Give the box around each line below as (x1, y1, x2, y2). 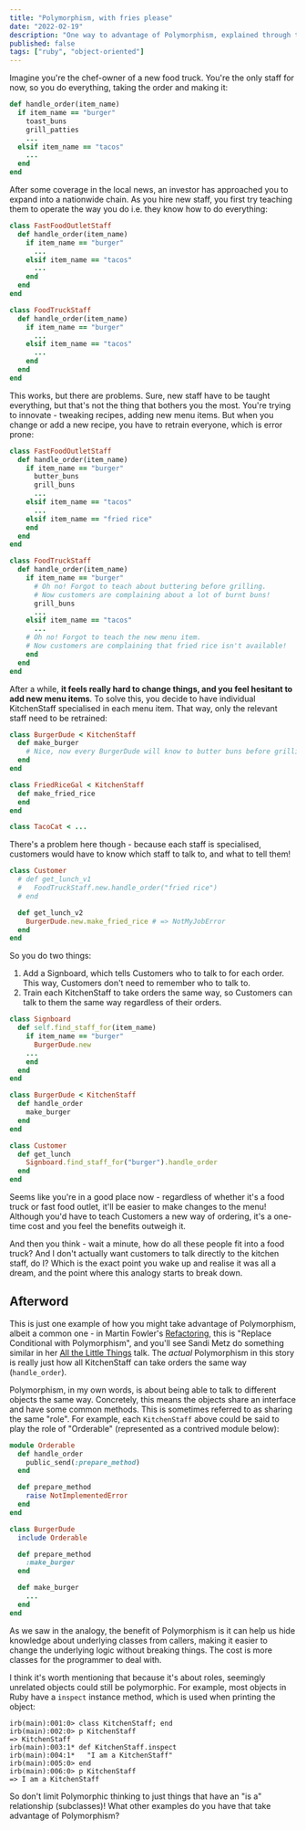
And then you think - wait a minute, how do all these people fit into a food (9, 1238, 285, 1249)
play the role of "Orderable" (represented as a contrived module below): (9, 1423, 280, 1434)
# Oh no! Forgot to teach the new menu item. (25, 633, 202, 642)
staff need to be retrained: (9, 712, 107, 723)
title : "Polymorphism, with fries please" (9, 13, 173, 23)
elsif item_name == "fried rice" (25, 514, 153, 523)
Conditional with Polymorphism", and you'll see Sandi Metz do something (9, 1337, 285, 1348)
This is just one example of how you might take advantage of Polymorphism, (9, 1318, 297, 1329)
